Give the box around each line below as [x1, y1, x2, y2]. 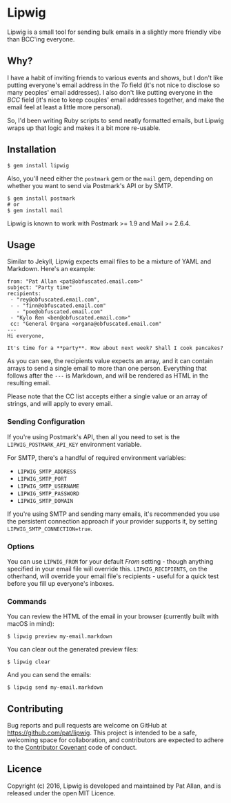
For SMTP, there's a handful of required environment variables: [7, 453, 186, 461]
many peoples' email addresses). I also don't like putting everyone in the [7, 88, 213, 96]
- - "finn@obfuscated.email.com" [10, 302, 107, 309]
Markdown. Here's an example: [7, 265, 96, 273]
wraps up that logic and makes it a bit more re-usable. [7, 123, 161, 132]
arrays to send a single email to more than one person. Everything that [7, 364, 207, 373]
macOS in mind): [7, 620, 54, 628]
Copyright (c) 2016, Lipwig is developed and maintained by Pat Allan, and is [7, 782, 221, 790]
